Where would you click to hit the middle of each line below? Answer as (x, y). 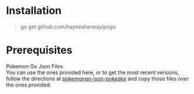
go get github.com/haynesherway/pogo (68, 27)
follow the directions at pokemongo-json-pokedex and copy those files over (97, 78)
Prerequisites (39, 50)
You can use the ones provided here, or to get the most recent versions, (93, 72)
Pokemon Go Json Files (34, 66)
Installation (34, 11)
